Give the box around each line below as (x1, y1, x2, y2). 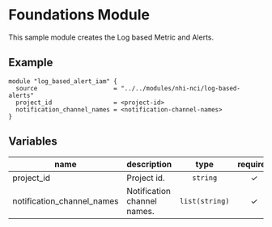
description (126, 158, 172, 170)
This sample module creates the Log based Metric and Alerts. (8, 32, 215, 42)
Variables (8, 135, 58, 149)
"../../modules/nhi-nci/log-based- (120, 84, 241, 92)
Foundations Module (8, 6, 150, 24)
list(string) (179, 196, 230, 205)
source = (15, 84, 117, 92)
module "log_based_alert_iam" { (8, 77, 117, 86)
